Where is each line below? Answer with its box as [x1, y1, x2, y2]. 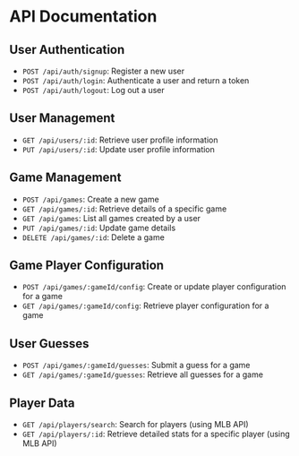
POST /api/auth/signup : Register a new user [21, 65, 185, 76]
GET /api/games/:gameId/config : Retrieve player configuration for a [21, 300, 269, 311]
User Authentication [9, 42, 125, 57]
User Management [9, 110, 115, 126]
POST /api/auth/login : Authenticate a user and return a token [21, 75, 250, 86]
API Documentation [9, 6, 158, 27]
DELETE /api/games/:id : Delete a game [21, 231, 166, 243]
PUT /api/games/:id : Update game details [21, 222, 176, 233]
